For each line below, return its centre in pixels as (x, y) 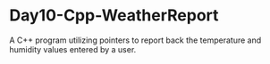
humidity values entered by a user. (73, 49)
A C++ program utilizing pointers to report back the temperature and (135, 40)
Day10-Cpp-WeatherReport (114, 16)
